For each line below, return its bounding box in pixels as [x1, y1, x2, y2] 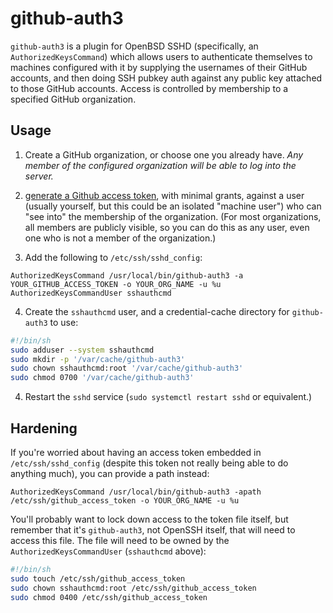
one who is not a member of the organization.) [24, 232, 217, 244]
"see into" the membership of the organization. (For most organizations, [24, 210, 322, 222]
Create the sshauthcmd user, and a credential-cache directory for [24, 305, 290, 317]
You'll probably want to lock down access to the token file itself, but [10, 513, 289, 525]
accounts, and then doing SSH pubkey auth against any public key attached [10, 72, 323, 84]
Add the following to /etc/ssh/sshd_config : [24, 251, 203, 263]
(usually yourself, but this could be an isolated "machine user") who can [24, 200, 322, 212]
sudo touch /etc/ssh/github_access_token [10, 573, 186, 584]
